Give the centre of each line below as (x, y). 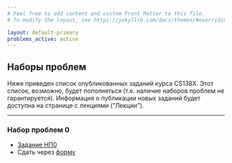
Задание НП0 (37, 145)
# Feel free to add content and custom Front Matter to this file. (106, 13)
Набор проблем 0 (39, 130)
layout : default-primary (43, 32)
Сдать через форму (46, 152)
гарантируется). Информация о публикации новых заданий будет (104, 98)
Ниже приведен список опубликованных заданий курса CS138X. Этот (110, 84)
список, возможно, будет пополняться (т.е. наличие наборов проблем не (116, 91)
